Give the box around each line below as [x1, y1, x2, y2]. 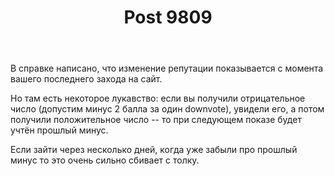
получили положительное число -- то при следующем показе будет [10, 114, 302, 126]
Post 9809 [123, 6, 213, 29]
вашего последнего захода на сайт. [10, 73, 163, 85]
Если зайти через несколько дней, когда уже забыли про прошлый [10, 144, 298, 156]
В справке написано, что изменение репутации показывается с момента [10, 62, 324, 75]
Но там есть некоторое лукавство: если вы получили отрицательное [10, 92, 306, 105]
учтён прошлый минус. [10, 124, 109, 136]
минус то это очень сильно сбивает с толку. [10, 154, 200, 166]
